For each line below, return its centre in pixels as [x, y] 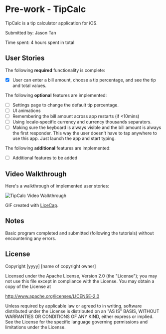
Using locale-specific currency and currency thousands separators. [82, 122]
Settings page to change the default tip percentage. [65, 105]
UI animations [26, 110]
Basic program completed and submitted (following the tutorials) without [80, 233]
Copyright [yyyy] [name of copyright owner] [51, 266]
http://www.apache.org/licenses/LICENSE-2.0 [52, 296]
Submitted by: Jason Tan [31, 32]
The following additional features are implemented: [58, 148]
